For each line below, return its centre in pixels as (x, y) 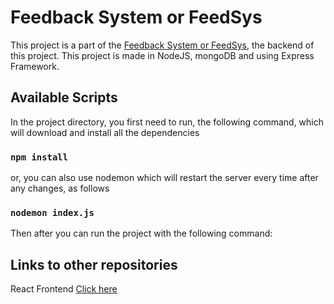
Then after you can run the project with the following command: (141, 233)
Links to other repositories (94, 264)
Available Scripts (64, 97)
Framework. (35, 66)
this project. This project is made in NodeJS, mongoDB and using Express (162, 55)
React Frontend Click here (64, 289)
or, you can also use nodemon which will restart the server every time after (164, 178)
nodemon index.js (52, 212)
